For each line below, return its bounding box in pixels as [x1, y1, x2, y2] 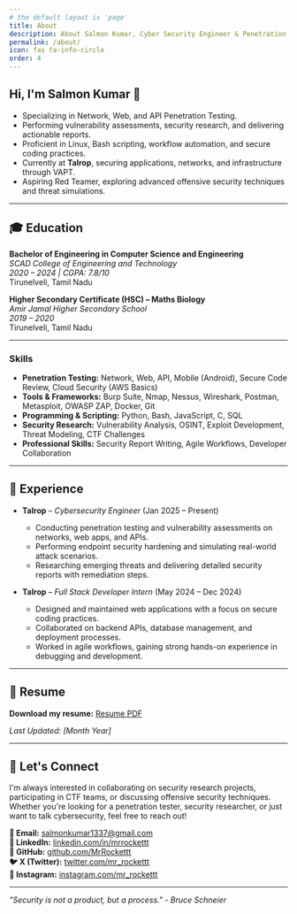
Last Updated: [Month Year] [9, 725, 112, 735]
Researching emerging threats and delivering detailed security [34, 559, 263, 571]
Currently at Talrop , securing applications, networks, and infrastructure [21, 157, 283, 168]
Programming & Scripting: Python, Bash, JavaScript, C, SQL [21, 410, 243, 420]
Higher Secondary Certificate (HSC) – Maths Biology [9, 294, 206, 304]
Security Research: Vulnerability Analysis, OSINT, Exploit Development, [21, 419, 285, 430]
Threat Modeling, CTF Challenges [21, 428, 146, 439]
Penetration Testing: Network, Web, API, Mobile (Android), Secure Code [21, 373, 287, 383]
